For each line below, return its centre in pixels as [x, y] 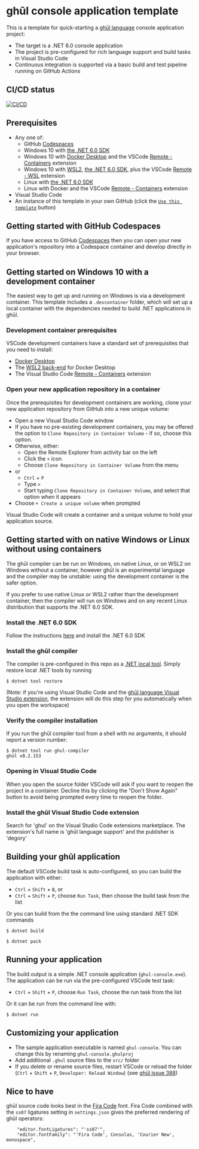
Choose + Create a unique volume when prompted [77, 503]
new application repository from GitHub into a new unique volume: [88, 409]
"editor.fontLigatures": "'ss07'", [61, 1130]
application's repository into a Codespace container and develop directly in [99, 247]
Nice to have [30, 1091]
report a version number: [37, 740]
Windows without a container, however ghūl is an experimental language [96, 570]
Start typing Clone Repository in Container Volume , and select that [107, 490]
